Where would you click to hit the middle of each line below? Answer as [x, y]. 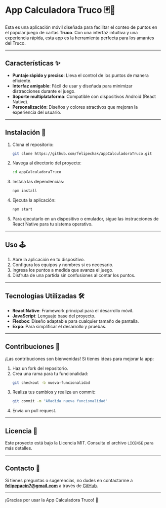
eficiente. [22, 80]
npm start [22, 210]
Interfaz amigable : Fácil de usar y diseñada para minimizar [72, 86]
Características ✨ [33, 63]
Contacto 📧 [23, 469]
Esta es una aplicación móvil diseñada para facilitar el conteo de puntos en [81, 27]
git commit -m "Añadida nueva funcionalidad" [60, 401]
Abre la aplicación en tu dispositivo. [48, 259]
